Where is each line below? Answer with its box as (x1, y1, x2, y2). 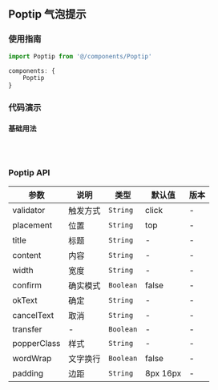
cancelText (12, 309, 54, 320)
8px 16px (145, 368, 182, 379)
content (12, 249, 42, 260)
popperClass (12, 337, 61, 348)
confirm (12, 279, 42, 291)
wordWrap (12, 352, 52, 364)
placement (12, 219, 53, 231)
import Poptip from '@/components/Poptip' (8, 52, 152, 60)
